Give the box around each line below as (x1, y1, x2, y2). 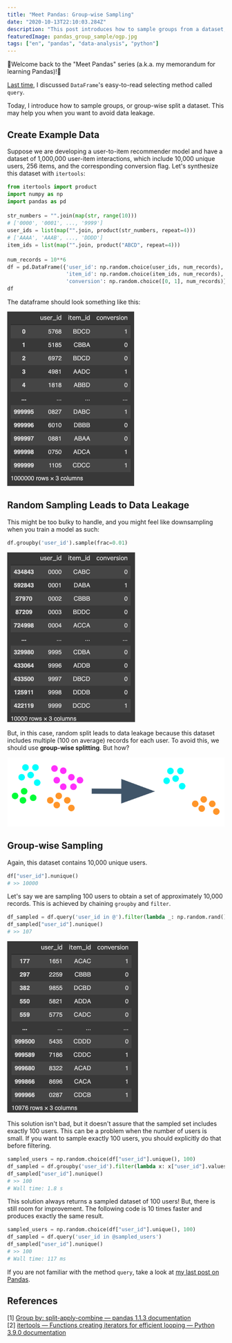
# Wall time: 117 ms (7, 1255, 67, 1262)
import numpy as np (7, 191, 64, 197)
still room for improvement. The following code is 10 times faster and (7, 1205, 202, 1213)
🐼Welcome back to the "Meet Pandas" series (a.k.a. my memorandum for (7, 60, 216, 68)
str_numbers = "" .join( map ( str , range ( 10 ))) (7, 213, 137, 220)
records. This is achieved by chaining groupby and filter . (7, 900, 171, 908)
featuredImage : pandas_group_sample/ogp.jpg (7, 33, 137, 40)
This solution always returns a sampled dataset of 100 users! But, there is (7, 1197, 215, 1206)
